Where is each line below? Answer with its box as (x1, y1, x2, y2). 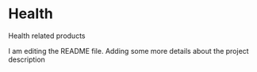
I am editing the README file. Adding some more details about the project (8, 46, 249, 55)
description (8, 55, 46, 64)
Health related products (8, 31, 86, 40)
